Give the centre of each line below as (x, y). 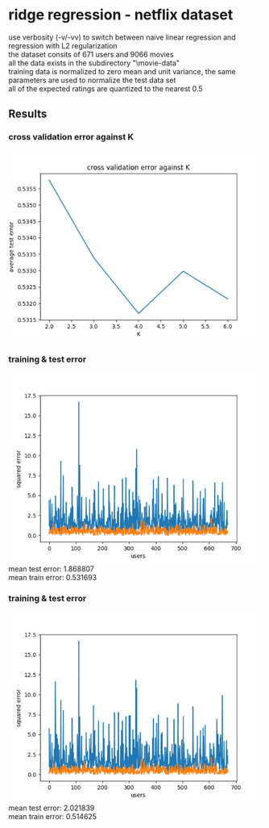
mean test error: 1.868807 (52, 569)
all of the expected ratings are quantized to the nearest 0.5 (106, 88)
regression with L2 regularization (63, 45)
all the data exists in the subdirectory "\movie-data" (94, 63)
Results (28, 114)
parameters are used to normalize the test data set (92, 80)
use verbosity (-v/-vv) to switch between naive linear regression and (122, 37)
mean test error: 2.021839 (52, 808)
